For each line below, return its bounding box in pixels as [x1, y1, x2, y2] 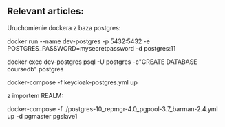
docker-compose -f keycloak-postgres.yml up [7, 78, 138, 86]
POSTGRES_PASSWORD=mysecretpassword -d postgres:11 [7, 44, 176, 52]
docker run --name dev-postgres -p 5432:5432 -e [7, 37, 150, 45]
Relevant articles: [7, 5, 85, 17]
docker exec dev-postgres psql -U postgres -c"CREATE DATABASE [7, 58, 197, 66]
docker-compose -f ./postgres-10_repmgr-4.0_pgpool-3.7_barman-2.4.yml [7, 104, 218, 113]
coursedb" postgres [7, 65, 64, 73]
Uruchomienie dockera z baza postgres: [7, 23, 121, 32]
